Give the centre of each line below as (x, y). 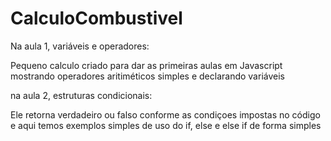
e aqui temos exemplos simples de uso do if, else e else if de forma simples (166, 125)
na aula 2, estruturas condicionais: (81, 95)
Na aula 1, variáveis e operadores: (80, 46)
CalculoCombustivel (96, 18)
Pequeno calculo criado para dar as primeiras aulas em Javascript (146, 65)
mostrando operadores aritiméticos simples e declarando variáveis (147, 76)
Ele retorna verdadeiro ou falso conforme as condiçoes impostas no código (165, 114)
